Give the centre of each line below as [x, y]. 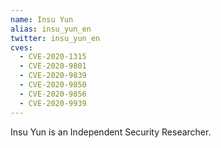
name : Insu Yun [42, 19]
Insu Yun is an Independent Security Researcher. [111, 132]
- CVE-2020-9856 [53, 94]
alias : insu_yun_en [51, 29]
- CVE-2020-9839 [53, 76]
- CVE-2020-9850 [53, 85]
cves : [21, 47]
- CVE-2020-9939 [53, 103]
